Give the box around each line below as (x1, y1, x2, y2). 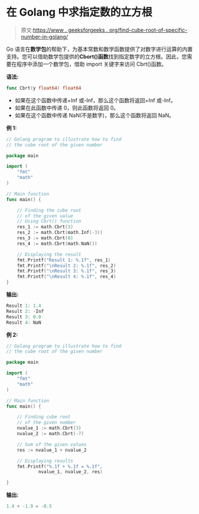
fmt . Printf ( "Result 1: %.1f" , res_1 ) (17, 257, 111, 263)
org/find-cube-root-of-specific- (109, 26, 188, 34)
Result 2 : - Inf (6, 308, 44, 314)
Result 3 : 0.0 (6, 314, 42, 320)
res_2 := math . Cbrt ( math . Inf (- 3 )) (17, 230, 103, 236)
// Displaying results (17, 458, 74, 464)
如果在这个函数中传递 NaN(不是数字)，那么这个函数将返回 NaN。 (14, 111, 174, 118)
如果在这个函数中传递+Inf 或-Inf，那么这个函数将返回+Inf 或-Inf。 (14, 96, 176, 104)
